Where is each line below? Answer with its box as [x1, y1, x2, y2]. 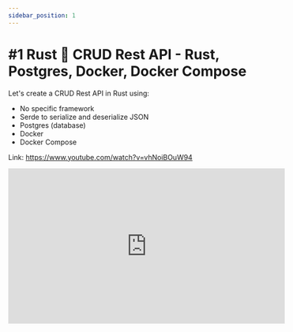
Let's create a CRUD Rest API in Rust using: [8, 88, 150, 98]
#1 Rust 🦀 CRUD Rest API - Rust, [8, 45, 220, 63]
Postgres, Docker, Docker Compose [8, 62, 247, 80]
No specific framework [19, 103, 95, 113]
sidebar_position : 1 [8, 11, 77, 20]
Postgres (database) [19, 120, 86, 130]
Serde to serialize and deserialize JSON [19, 112, 149, 121]
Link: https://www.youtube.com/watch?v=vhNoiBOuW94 [8, 152, 193, 162]
